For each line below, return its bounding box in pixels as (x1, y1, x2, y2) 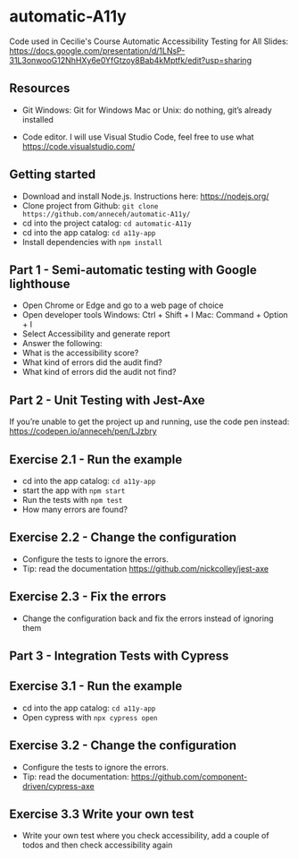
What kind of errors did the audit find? (21, 357, 162, 368)
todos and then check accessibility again (21, 839, 173, 851)
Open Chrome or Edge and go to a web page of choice (21, 300, 225, 310)
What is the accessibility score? (21, 347, 139, 359)
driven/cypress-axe (21, 780, 95, 791)
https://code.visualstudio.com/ (21, 140, 136, 151)
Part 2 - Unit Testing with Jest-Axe (9, 392, 205, 408)
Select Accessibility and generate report (21, 328, 171, 339)
